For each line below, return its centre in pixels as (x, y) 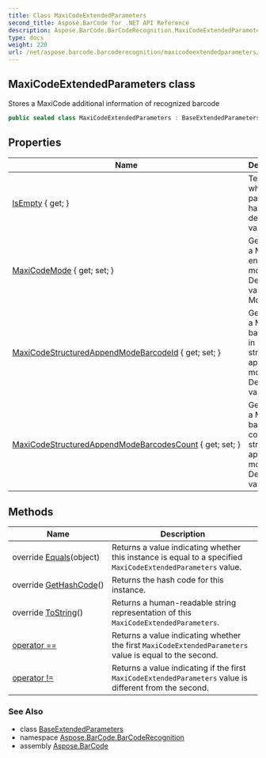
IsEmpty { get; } (41, 203)
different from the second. (161, 688)
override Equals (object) (56, 557)
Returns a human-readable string (174, 603)
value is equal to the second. (165, 655)
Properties (35, 143)
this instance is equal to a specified (177, 557)
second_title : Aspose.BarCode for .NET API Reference (99, 23)
